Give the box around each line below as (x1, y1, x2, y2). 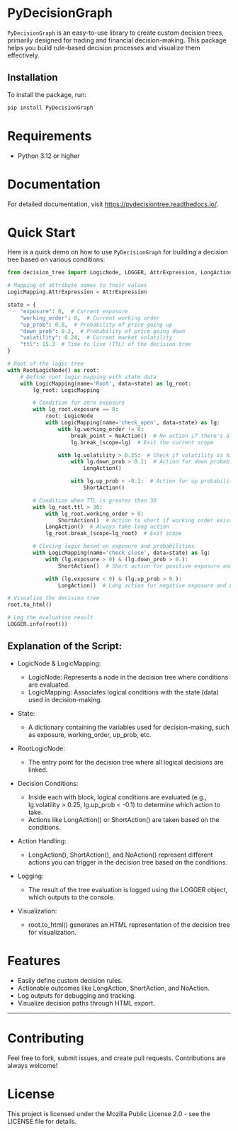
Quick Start (7, 225, 76, 240)
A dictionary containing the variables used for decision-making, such (28, 723, 230, 731)
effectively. (7, 51, 40, 60)
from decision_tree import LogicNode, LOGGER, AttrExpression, (7, 269, 198, 276)
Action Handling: (17, 836, 67, 845)
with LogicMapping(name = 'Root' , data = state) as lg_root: (20, 380, 192, 387)
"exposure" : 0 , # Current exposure (20, 308, 129, 315)
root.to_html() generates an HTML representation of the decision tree (28, 920, 230, 929)
